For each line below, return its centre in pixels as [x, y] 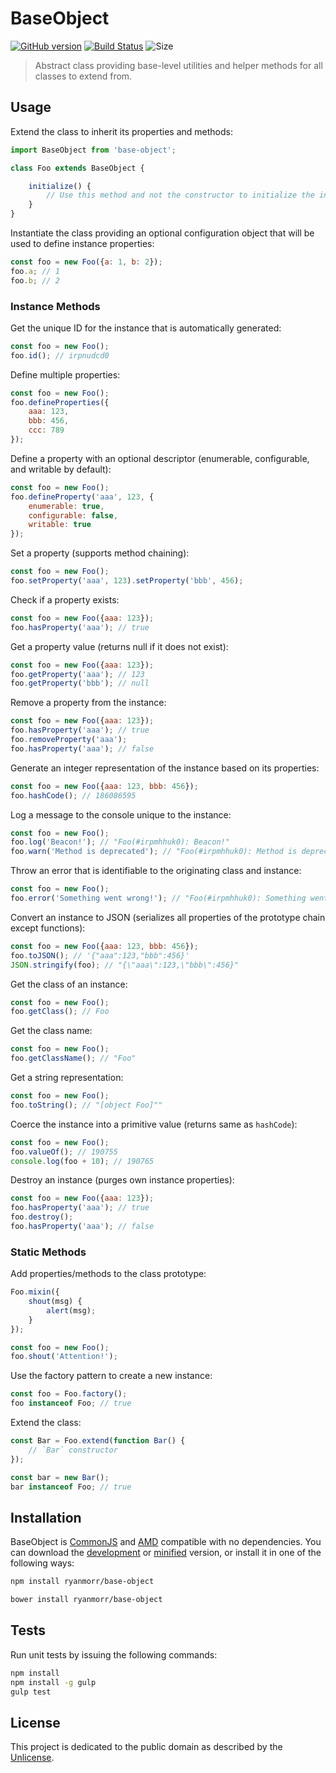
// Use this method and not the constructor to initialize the [180, 195]
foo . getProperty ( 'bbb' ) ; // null [80, 683]
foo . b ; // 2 [35, 280]
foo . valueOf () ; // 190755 [64, 1152]
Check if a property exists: [65, 599]
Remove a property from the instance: [88, 703]
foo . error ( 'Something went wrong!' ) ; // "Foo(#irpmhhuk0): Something [158, 898]
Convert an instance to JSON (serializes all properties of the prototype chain [168, 917]
